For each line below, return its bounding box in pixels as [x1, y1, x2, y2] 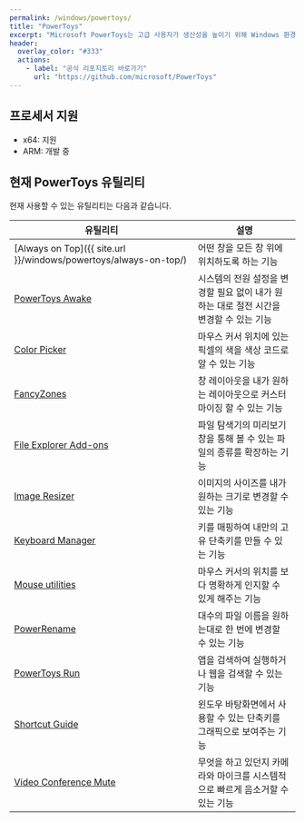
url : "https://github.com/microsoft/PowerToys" [33, 73, 218, 82]
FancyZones [14, 388, 67, 401]
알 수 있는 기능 [197, 358, 256, 371]
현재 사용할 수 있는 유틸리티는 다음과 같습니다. [9, 201, 172, 212]
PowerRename [14, 623, 77, 636]
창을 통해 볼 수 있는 [197, 432, 275, 445]
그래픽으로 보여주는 [197, 726, 276, 738]
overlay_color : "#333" [17, 47, 103, 56]
